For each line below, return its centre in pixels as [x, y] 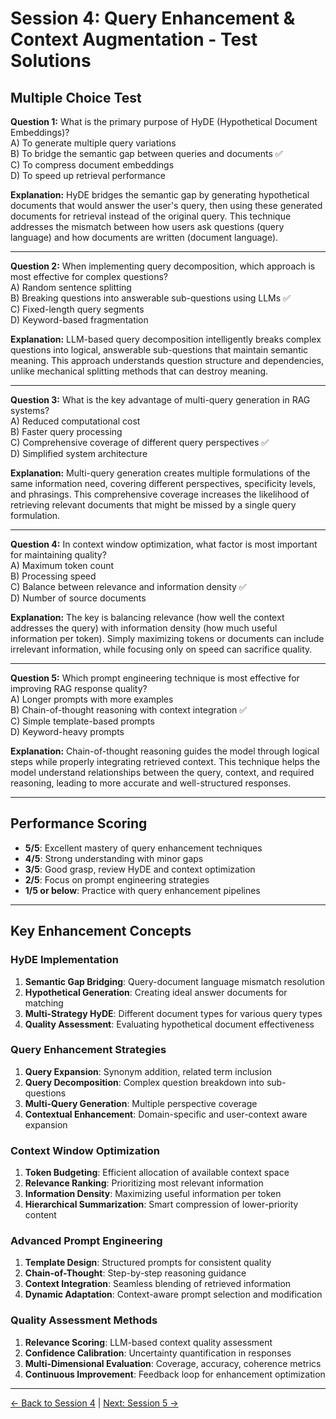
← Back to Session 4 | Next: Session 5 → [94, 1403]
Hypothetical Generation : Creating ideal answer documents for [156, 992]
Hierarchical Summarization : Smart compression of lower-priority [161, 1204]
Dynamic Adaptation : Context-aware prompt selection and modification [173, 1294]
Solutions [51, 61]
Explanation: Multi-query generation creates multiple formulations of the [160, 473]
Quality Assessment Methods [84, 1320]
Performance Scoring [79, 823]
